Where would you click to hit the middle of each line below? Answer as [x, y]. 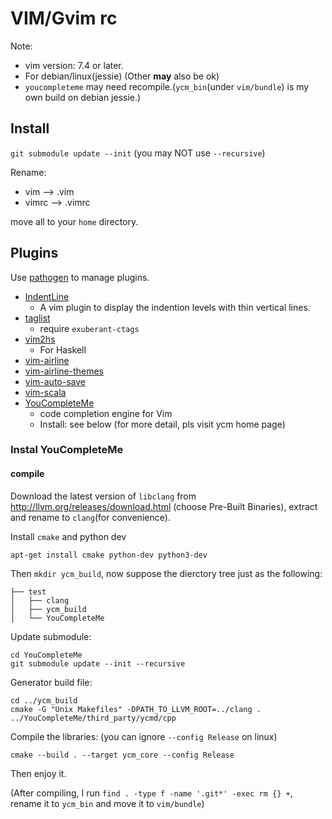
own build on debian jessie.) [83, 97]
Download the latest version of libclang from [103, 496]
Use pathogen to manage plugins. [80, 277]
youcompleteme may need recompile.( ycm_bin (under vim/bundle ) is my [167, 86]
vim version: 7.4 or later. [74, 65]
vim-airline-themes [64, 371]
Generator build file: [51, 682]
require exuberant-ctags [89, 328]
